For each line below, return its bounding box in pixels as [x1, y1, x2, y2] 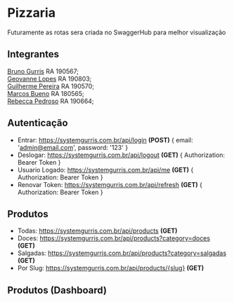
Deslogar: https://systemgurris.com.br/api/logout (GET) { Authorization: [17, 151, 226, 159]
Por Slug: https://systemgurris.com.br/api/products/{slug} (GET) [17, 264, 204, 273]
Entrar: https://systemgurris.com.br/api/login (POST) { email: [17, 135, 193, 144]
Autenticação [7, 117, 68, 129]
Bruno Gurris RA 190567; [7, 67, 79, 75]
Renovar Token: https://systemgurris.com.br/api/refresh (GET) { [17, 180, 202, 188]
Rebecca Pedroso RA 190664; [7, 97, 94, 105]
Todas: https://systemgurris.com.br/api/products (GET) [17, 226, 178, 235]
